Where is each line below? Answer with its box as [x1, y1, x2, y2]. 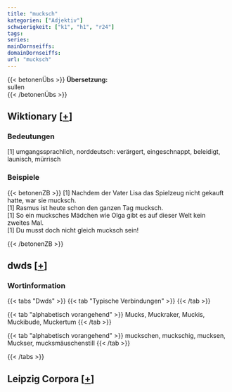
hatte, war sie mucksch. [7, 196, 77, 204]
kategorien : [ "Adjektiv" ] [7, 17, 83, 24]
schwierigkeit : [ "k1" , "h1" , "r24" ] [7, 23, 115, 30]
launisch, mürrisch [7, 155, 61, 164]
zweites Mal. [7, 218, 44, 227]
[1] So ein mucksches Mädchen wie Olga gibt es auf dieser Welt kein [7, 211, 206, 219]
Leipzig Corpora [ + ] [7, 373, 95, 385]
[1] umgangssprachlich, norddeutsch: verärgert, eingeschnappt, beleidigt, [7, 148, 221, 156]
